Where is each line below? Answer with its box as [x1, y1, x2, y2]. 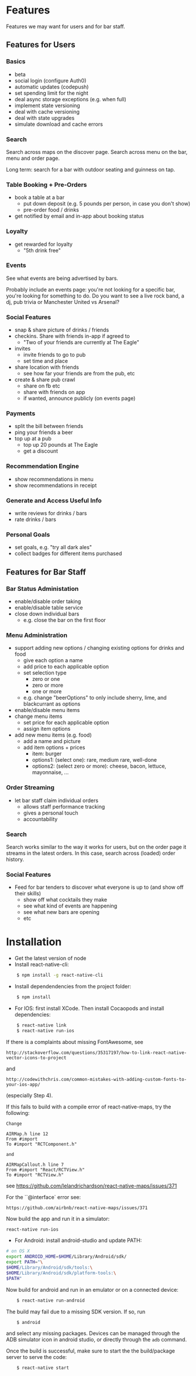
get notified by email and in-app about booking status [14, 213, 145, 220]
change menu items [14, 713, 63, 720]
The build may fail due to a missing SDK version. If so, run [6, 1308, 146, 1315]
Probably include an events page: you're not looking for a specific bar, [6, 286, 176, 293]
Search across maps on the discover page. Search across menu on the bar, [6, 148, 188, 155]
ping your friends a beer [14, 429, 73, 436]
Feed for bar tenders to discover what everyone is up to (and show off [14, 884, 184, 891]
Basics [6, 57, 26, 66]
